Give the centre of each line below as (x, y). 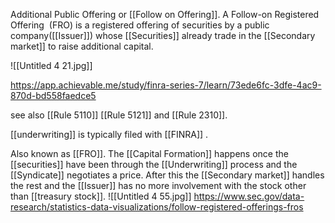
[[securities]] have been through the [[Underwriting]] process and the (154, 164)
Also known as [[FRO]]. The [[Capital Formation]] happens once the (149, 153)
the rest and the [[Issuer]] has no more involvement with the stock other (158, 185)
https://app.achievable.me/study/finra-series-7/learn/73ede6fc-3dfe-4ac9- (166, 85)
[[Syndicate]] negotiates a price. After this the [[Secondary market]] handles (167, 175)
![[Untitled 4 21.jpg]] (51, 65)
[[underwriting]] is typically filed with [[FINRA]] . (109, 134)
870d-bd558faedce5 (53, 95)
